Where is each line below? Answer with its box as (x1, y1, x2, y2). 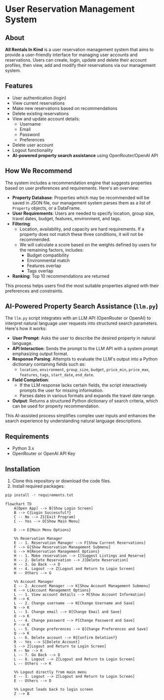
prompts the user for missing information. (19, 388, 104, 394)
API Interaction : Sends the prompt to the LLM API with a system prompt (12, 346, 158, 352)
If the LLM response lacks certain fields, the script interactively (19, 382, 147, 388)
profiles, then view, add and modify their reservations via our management (5, 63, 156, 68)
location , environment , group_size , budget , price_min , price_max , (19, 367, 150, 372)
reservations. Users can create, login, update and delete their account (5, 57, 147, 63)
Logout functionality (12, 147, 53, 153)
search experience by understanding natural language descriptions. (5, 418, 142, 424)
